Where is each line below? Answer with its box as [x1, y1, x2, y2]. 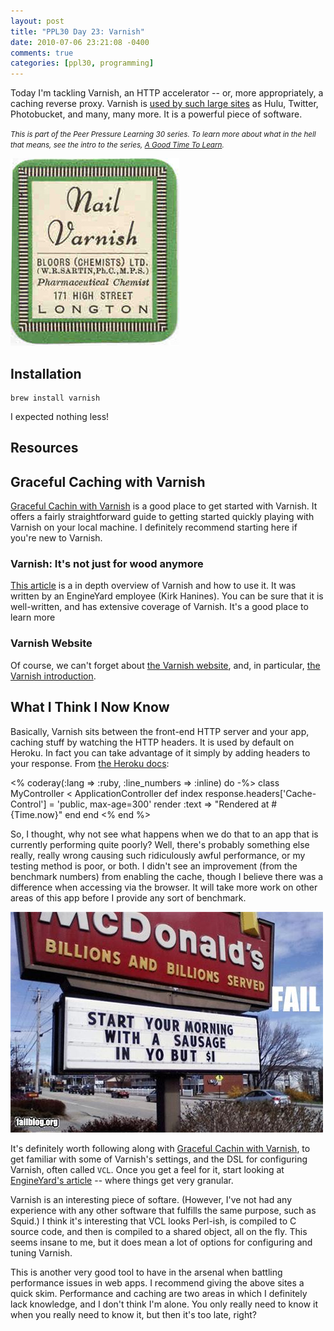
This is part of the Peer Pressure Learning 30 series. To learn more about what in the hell [10, 130, 317, 140]
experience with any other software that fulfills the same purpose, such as [10, 1204, 317, 1216]
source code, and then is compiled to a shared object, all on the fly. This [10, 1225, 308, 1237]
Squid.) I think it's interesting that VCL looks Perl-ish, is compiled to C [10, 1215, 297, 1227]
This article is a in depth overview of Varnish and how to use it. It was [10, 580, 297, 592]
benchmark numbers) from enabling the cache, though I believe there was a [10, 870, 324, 882]
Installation [10, 365, 82, 382]
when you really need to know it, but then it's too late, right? [10, 1308, 257, 1320]
